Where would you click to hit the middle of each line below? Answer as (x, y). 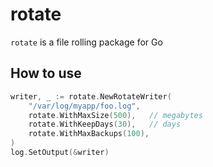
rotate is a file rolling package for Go (86, 42)
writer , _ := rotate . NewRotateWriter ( (91, 96)
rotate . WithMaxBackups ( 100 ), (89, 134)
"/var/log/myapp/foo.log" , (84, 106)
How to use (46, 73)
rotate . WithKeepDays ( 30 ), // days (105, 124)
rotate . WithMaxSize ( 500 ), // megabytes (115, 115)
